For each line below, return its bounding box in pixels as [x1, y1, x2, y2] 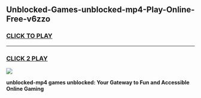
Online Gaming [6, 85, 44, 92]
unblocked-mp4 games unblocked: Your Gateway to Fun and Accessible [6, 78, 190, 86]
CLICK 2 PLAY [6, 54, 48, 62]
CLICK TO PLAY [6, 32, 53, 40]
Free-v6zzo [6, 14, 51, 24]
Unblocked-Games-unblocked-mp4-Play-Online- [6, 5, 195, 15]
